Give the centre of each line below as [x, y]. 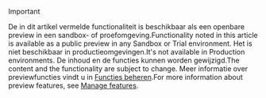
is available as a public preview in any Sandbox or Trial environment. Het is [130, 43]
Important [24, 11]
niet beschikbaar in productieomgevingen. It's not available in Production [127, 52]
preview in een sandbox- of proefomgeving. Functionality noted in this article [133, 35]
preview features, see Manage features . [73, 85]
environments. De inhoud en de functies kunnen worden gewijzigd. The [124, 60]
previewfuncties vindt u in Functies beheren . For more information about [126, 77]
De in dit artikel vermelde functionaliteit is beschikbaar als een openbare [126, 26]
